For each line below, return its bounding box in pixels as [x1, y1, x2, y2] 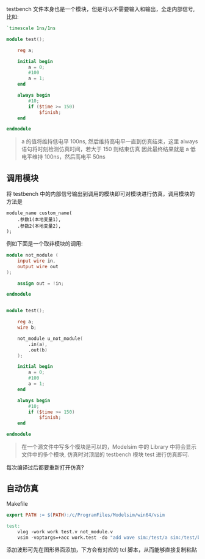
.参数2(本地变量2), [17, 223, 61, 230]
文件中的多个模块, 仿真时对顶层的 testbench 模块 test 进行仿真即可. [21, 451, 190, 458]
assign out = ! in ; [17, 280, 64, 287]
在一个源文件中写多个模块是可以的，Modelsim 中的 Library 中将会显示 [21, 443, 197, 451]
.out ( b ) [28, 347, 48, 353]
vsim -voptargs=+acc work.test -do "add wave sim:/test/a [17, 535, 168, 541]
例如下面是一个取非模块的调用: [6, 240, 84, 247]
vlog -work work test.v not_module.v [17, 528, 113, 535]
